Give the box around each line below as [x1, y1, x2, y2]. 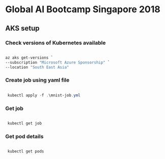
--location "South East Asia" [5, 65, 70, 70]
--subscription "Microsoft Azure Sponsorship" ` [5, 60, 110, 65]
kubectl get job [7, 121, 42, 126]
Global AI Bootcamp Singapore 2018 [5, 4, 161, 15]
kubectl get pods [7, 149, 44, 154]
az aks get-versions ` [5, 55, 53, 60]
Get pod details [5, 132, 44, 140]
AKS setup [5, 24, 40, 33]
